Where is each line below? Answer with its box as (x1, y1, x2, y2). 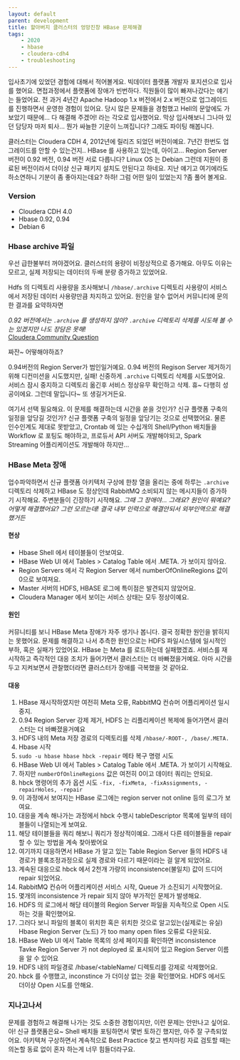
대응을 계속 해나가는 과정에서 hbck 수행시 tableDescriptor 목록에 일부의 (18, 811, 219, 820)
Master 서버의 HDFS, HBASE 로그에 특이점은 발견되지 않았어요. (18, 583, 197, 592)
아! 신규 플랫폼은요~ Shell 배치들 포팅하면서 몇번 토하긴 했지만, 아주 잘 (8, 1026, 203, 1035)
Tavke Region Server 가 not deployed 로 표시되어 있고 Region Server (18, 945, 216, 954)
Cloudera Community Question (8, 333, 99, 342)
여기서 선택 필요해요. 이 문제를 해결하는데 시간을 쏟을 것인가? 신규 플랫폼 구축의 (8, 404, 228, 414)
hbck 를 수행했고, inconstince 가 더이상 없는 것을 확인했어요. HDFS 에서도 (18, 972, 226, 981)
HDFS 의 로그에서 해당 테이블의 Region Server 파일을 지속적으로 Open (18, 900, 216, 909)
